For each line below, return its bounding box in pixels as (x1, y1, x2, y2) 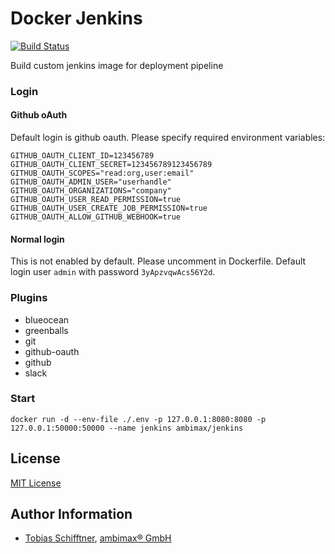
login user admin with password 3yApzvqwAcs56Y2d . (10, 266, 216, 278)
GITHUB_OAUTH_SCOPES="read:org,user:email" (10, 168, 195, 179)
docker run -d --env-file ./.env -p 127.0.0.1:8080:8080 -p (10, 414, 267, 424)
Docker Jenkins (10, 7, 143, 30)
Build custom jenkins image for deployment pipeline (10, 59, 224, 71)
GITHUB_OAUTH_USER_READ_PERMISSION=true (10, 195, 182, 205)
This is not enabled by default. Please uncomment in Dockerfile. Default (10, 255, 307, 267)
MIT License (10, 477, 62, 489)
